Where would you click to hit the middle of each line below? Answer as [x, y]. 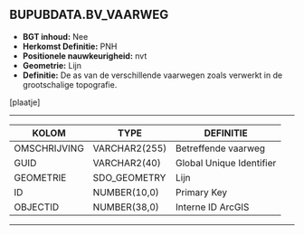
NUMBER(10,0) [126, 192]
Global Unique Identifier [226, 163]
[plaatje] [25, 102]
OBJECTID [37, 207]
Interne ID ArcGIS [212, 207]
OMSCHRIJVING [49, 148]
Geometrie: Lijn [52, 65]
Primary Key [201, 192]
